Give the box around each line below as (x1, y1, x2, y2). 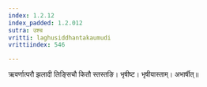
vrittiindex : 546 (8, 41, 66, 49)
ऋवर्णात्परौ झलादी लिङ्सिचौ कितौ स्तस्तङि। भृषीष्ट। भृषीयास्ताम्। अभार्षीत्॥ (8, 70, 199, 79)
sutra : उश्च (8, 26, 43, 34)
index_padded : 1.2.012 (8, 19, 83, 27)
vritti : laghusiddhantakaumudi (8, 33, 111, 42)
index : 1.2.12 (8, 11, 55, 20)
